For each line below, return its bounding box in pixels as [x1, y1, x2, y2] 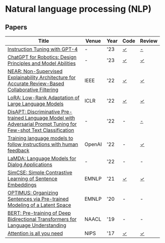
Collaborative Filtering [7, 86, 58, 93]
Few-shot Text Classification [7, 127, 75, 134]
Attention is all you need [7, 230, 63, 237]
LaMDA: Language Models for [7, 155, 77, 162]
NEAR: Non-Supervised [7, 68, 63, 75]
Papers [5, 23, 27, 31]
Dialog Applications [7, 161, 53, 168]
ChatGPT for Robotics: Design [7, 54, 77, 60]
